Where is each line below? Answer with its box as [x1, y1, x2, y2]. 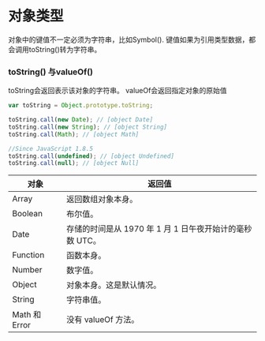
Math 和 [12, 309, 42, 320]
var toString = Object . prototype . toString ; [8, 102, 154, 110]
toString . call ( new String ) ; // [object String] [8, 123, 168, 131]
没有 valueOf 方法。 [65, 314, 140, 325]
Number [12, 264, 43, 275]
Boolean [12, 208, 43, 219]
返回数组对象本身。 [65, 194, 138, 205]
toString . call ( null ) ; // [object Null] [8, 159, 140, 167]
